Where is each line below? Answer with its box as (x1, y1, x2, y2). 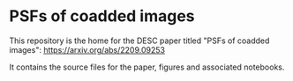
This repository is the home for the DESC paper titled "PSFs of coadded (9, 35, 270, 46)
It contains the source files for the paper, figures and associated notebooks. (9, 62, 285, 72)
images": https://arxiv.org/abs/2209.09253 (9, 44, 166, 55)
